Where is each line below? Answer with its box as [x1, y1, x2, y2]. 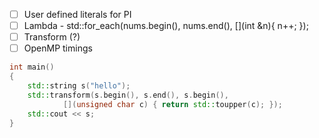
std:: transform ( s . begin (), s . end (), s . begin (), [27, 90, 229, 100]
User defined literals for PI [23, 9, 132, 20]
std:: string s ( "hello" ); [27, 81, 131, 91]
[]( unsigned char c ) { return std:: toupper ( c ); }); [62, 99, 283, 109]
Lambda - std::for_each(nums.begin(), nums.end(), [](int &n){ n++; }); [23, 20, 309, 32]
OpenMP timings [23, 42, 93, 54]
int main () [9, 62, 55, 73]
